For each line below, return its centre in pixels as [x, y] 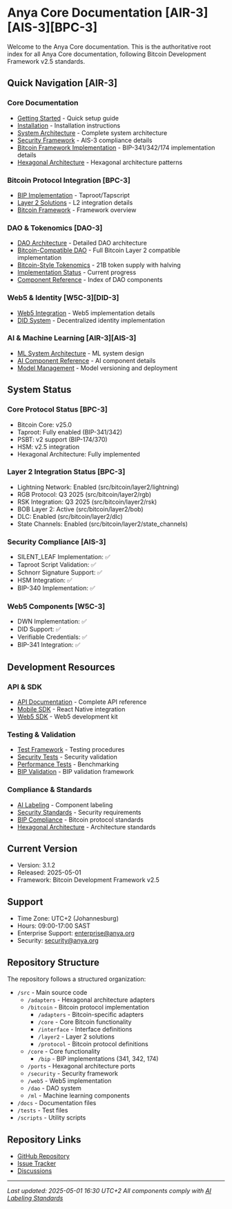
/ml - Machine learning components [78, 1095]
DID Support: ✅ [39, 629]
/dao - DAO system [54, 1088]
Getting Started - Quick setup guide [68, 118]
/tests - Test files [42, 1111]
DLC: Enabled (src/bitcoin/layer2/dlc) [70, 516]
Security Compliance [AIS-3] [57, 542]
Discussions [35, 1171]
